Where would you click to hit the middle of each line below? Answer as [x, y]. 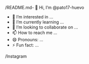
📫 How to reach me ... [35, 32]
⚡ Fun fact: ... [25, 45]
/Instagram [16, 56]
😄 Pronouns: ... [28, 40]
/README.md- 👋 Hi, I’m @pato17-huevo [44, 8]
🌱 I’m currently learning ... [38, 22]
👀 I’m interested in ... [33, 17]
